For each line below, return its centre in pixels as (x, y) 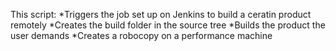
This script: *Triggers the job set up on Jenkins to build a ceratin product (161, 14)
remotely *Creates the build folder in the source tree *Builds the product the (168, 25)
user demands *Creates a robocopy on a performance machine (141, 35)
